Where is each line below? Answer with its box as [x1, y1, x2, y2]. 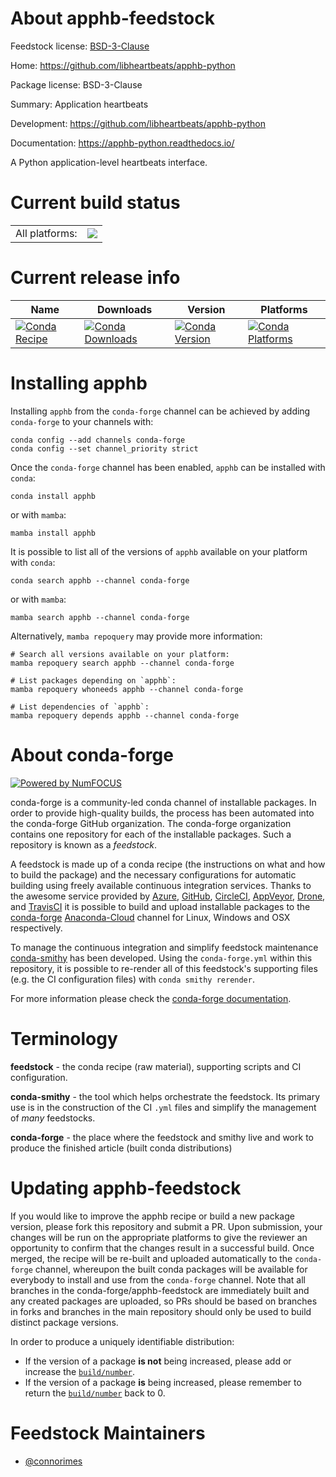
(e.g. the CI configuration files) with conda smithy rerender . [10, 973, 255, 985]
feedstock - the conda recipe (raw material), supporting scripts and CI [10, 1060, 302, 1072]
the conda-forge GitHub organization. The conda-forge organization [10, 817, 292, 829]
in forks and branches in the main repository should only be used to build [10, 1305, 312, 1317]
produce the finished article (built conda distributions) [10, 1142, 233, 1154]
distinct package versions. [10, 1316, 119, 1328]
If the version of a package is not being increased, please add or [24, 1355, 292, 1367]
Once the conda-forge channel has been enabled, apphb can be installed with [10, 461, 326, 473]
